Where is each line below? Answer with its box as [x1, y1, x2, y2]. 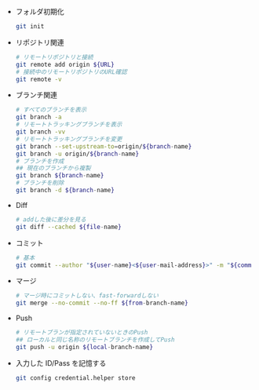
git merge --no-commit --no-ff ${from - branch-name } [15, 299, 188, 308]
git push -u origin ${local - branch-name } [15, 343, 154, 351]
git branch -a [15, 113, 62, 122]
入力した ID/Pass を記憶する [15, 358, 107, 367]
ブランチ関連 [15, 90, 57, 100]
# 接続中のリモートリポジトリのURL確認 [15, 67, 127, 76]
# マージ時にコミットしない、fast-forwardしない [15, 292, 159, 300]
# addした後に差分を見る [15, 215, 86, 224]
